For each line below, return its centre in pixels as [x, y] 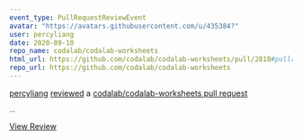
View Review [33, 126]
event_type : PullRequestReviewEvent [78, 17]
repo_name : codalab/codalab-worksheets [84, 51]
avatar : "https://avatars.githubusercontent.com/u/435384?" [124, 26]
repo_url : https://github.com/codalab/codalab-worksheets [120, 68]
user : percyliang [42, 34]
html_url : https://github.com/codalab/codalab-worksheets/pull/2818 [140, 59]
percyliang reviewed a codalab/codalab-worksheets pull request [129, 93]
